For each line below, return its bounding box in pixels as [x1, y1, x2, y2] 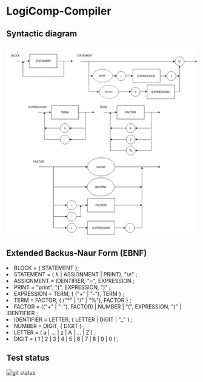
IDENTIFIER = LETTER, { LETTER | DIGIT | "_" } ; [14, 316, 133, 323]
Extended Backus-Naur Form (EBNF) [6, 248, 147, 259]
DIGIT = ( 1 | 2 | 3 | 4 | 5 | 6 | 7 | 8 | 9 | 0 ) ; [14, 335, 119, 343]
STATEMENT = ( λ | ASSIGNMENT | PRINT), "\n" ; [14, 270, 138, 278]
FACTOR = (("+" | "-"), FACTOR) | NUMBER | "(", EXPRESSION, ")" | [14, 302, 182, 310]
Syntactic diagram [6, 29, 78, 39]
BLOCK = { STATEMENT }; [14, 264, 79, 271]
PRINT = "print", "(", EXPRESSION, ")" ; [14, 284, 111, 291]
